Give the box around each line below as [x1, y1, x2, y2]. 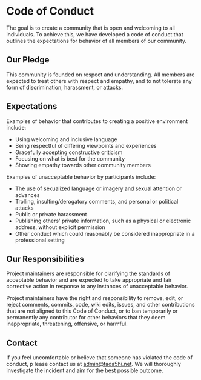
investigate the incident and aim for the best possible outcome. [6, 367, 163, 374]
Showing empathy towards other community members [15, 161, 151, 168]
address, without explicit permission [15, 223, 106, 231]
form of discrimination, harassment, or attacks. [6, 84, 123, 91]
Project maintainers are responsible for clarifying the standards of [6, 270, 171, 277]
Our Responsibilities [6, 253, 85, 264]
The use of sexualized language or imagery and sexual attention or [15, 185, 182, 192]
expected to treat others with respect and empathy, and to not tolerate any [6, 77, 192, 84]
